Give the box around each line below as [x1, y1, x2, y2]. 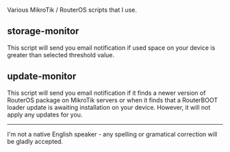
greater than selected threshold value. [7, 50, 115, 59]
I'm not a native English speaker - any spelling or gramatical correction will [7, 130, 218, 138]
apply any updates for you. [7, 110, 83, 119]
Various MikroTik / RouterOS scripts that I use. [7, 6, 138, 14]
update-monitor [7, 71, 77, 82]
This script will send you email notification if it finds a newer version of [7, 89, 206, 97]
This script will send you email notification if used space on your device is [7, 44, 216, 52]
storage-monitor [7, 25, 79, 37]
